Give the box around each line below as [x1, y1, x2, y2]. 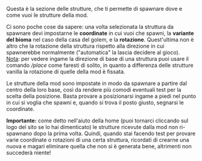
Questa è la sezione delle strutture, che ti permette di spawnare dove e [6, 5, 183, 12]
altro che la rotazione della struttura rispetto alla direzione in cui [6, 42, 165, 49]
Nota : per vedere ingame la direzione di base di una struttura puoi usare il [6, 55, 189, 62]
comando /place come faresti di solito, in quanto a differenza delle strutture [6, 62, 194, 69]
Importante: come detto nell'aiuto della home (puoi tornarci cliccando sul [6, 117, 189, 124]
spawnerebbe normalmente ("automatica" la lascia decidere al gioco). [6, 49, 180, 56]
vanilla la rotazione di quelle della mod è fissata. [6, 68, 125, 75]
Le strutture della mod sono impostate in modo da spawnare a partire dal [6, 80, 188, 87]
